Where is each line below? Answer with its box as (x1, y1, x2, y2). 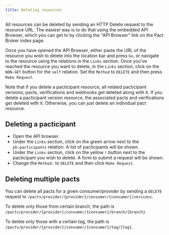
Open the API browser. (12, 133, 60, 139)
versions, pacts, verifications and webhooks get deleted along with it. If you (5, 89, 162, 95)
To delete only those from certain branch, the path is (5, 203, 115, 210)
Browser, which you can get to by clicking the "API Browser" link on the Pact (5, 32, 164, 38)
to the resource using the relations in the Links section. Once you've (5, 58, 147, 64)
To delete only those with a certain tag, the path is (5, 218, 109, 225)
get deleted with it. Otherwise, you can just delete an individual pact (5, 100, 146, 106)
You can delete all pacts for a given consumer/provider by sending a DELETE (5, 188, 162, 195)
